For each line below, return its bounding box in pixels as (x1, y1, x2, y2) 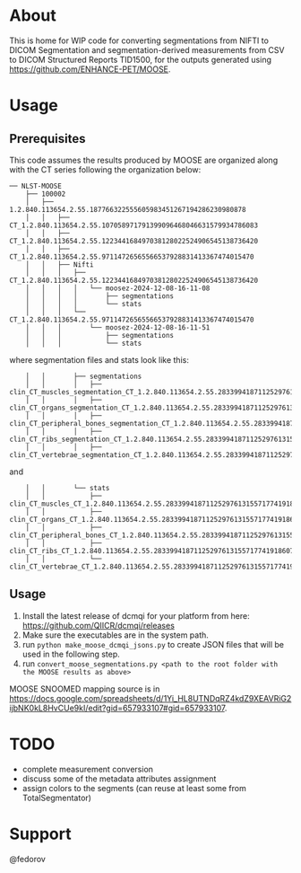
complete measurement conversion (21, 763, 154, 774)
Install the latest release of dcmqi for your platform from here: (21, 610, 250, 621)
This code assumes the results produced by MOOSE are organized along (9, 154, 279, 165)
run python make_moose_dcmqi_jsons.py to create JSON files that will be (21, 639, 285, 649)
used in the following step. (21, 648, 121, 659)
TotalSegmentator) (21, 792, 92, 803)
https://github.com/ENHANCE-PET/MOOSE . (9, 64, 171, 75)
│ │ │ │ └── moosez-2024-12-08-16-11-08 (25, 284, 211, 293)
